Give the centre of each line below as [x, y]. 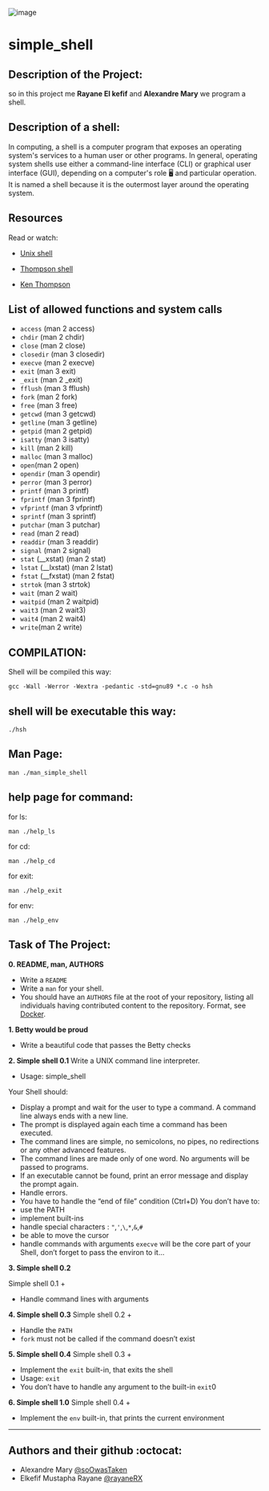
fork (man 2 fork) [48, 397]
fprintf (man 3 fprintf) [58, 499]
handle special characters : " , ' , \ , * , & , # [81, 1226]
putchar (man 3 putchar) [60, 525]
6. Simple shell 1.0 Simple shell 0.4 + [69, 1402]
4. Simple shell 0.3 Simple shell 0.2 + [70, 1314]
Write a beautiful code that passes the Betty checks [105, 1045]
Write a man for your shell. [62, 988]
